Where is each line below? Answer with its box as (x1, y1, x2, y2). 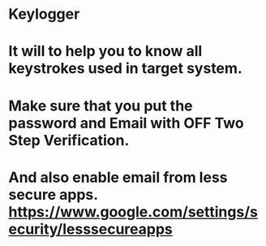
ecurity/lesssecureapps (8, 220, 173, 238)
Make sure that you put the (8, 97, 193, 114)
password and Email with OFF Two (8, 114, 245, 132)
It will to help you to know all (8, 42, 203, 61)
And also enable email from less (8, 168, 229, 187)
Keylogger (8, 5, 80, 24)
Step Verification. (8, 131, 130, 149)
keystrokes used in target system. (8, 59, 243, 78)
